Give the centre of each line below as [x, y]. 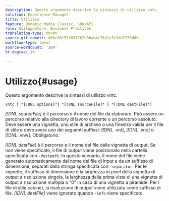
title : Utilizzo [22, 19]
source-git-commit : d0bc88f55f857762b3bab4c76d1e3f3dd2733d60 [72, 38]
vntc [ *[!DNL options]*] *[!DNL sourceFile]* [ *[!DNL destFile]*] [79, 105]
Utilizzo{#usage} [42, 81]
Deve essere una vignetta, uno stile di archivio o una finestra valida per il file [84, 124]
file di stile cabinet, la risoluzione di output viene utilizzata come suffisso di [83, 188]
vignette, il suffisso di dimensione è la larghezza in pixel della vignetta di [80, 172]
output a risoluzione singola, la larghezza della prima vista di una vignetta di [84, 177]
